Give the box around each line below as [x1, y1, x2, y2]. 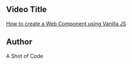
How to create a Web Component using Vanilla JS [6, 20, 126, 27]
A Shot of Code [6, 52, 43, 59]
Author [6, 37, 32, 47]
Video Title [6, 5, 47, 15]
